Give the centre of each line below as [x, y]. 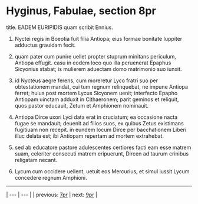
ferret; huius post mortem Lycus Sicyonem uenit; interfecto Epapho [96, 93]
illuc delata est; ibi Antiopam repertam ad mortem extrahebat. [89, 136]
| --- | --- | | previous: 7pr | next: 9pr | [52, 195]
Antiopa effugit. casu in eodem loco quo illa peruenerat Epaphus [93, 63]
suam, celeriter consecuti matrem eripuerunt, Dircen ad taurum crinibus [102, 153]
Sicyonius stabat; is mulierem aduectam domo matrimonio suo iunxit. [98, 69]
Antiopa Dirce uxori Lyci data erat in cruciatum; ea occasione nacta [96, 117]
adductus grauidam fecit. [45, 45]
